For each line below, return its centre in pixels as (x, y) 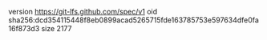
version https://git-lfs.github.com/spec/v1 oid (83, 12)
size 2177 (57, 28)
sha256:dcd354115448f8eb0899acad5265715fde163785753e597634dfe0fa (133, 20)
